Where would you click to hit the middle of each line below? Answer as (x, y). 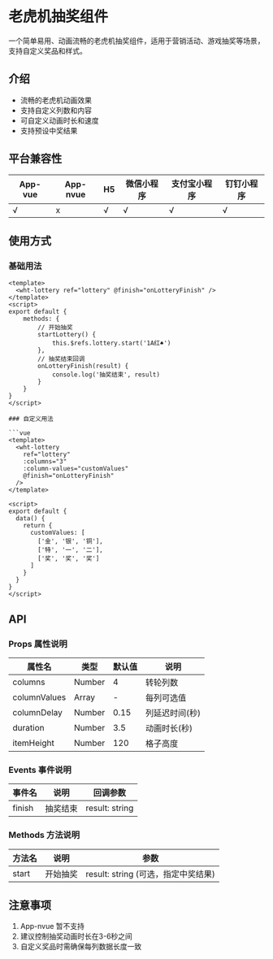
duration (28, 727)
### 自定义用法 (31, 419)
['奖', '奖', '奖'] (69, 559)
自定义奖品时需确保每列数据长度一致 (81, 947)
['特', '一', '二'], (71, 550)
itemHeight (33, 743)
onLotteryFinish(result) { (83, 367)
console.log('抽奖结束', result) (106, 375)
